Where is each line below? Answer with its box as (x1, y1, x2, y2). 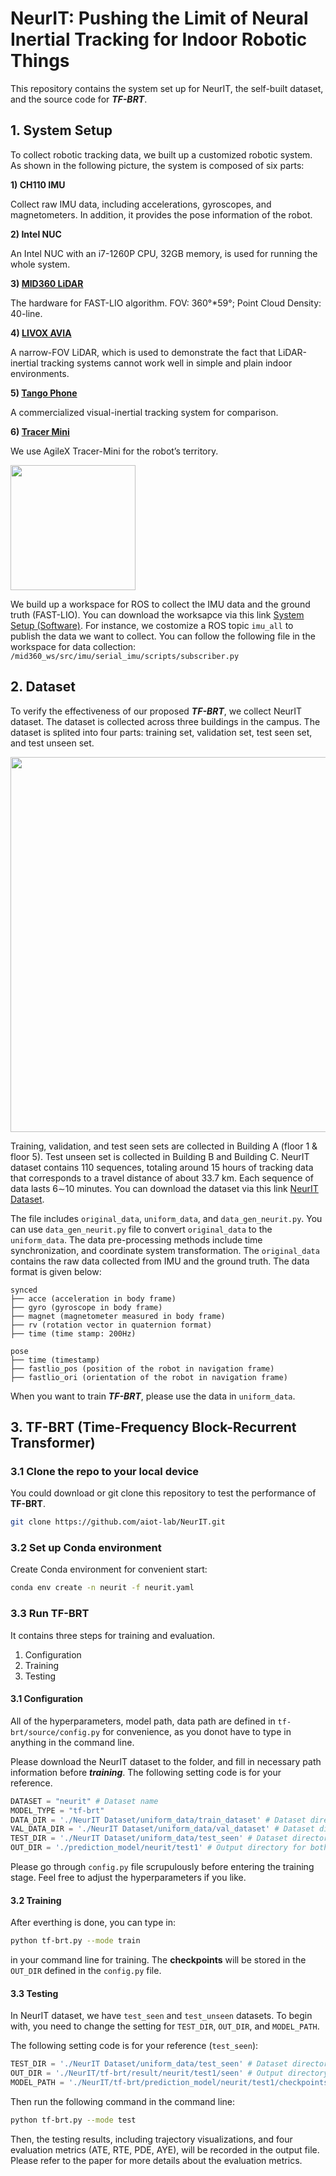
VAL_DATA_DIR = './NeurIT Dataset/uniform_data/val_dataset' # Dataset (10, 1824, 315, 1834)
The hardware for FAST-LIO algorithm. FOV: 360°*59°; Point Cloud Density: (10, 297, 322, 309)
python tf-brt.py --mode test (10, 2115, 137, 2125)
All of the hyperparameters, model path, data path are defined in (10, 1715, 276, 1727)
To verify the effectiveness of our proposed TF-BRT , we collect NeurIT (10, 705, 303, 717)
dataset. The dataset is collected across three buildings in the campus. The (10, 715, 321, 727)
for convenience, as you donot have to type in (102, 1725, 292, 1737)
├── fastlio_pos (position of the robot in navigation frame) (10, 1363, 275, 1374)
